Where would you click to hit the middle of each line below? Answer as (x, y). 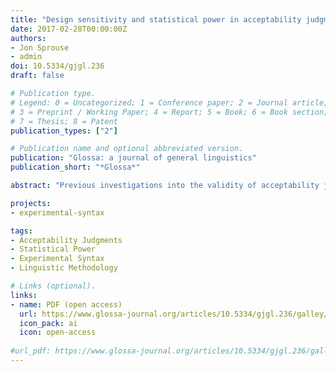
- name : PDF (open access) (66, 304)
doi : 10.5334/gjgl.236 (57, 66)
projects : (31, 203)
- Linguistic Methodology (64, 268)
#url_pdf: (31, 351)
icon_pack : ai (48, 323)
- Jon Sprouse (40, 47)
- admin (26, 57)
